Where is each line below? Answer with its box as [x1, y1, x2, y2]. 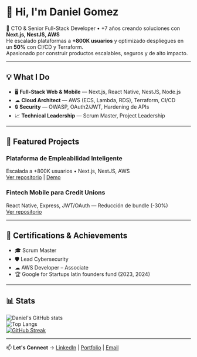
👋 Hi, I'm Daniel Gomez [6, 5, 119, 19]
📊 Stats [6, 296, 36, 306]
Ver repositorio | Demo [6, 174, 61, 181]
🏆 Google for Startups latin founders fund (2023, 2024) [14, 270, 151, 278]
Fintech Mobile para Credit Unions [6, 188, 106, 197]
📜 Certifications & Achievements [6, 231, 128, 241]
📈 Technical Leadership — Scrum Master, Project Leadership [14, 112, 165, 119]
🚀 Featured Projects [6, 137, 80, 147]
